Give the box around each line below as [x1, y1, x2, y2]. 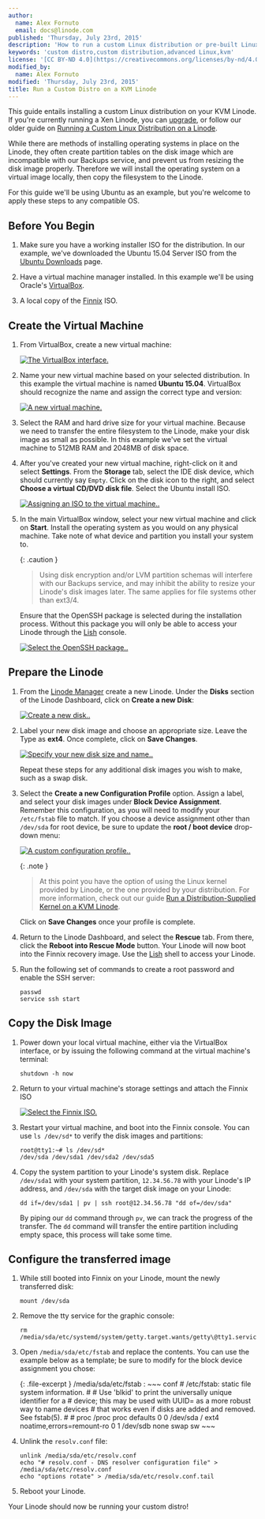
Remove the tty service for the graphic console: [19, 1311, 175, 1321]
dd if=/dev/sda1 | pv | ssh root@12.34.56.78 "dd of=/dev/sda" [19, 1199, 233, 1207]
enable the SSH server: [19, 973, 95, 982]
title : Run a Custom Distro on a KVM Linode [8, 85, 157, 93]
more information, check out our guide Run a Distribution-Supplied [39, 893, 256, 902]
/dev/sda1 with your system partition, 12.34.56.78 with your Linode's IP [19, 1175, 251, 1185]
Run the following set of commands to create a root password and [19, 964, 235, 973]
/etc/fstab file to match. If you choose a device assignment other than [19, 814, 250, 823]
